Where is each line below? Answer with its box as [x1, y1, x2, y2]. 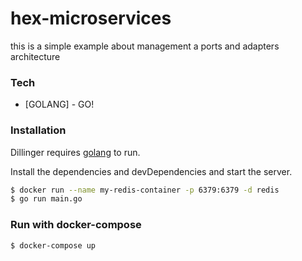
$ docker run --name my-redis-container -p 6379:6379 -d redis [10, 185, 280, 195]
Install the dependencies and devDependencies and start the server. [10, 165, 293, 177]
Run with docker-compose [10, 218, 142, 232]
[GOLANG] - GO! [24, 98, 95, 111]
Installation [10, 123, 67, 137]
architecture [10, 50, 61, 62]
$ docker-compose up [10, 240, 97, 251]
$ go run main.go [10, 194, 83, 204]
